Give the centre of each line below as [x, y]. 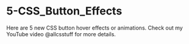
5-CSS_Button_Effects [64, 11]
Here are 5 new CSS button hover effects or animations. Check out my [94, 28]
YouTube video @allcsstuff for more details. [61, 34]
